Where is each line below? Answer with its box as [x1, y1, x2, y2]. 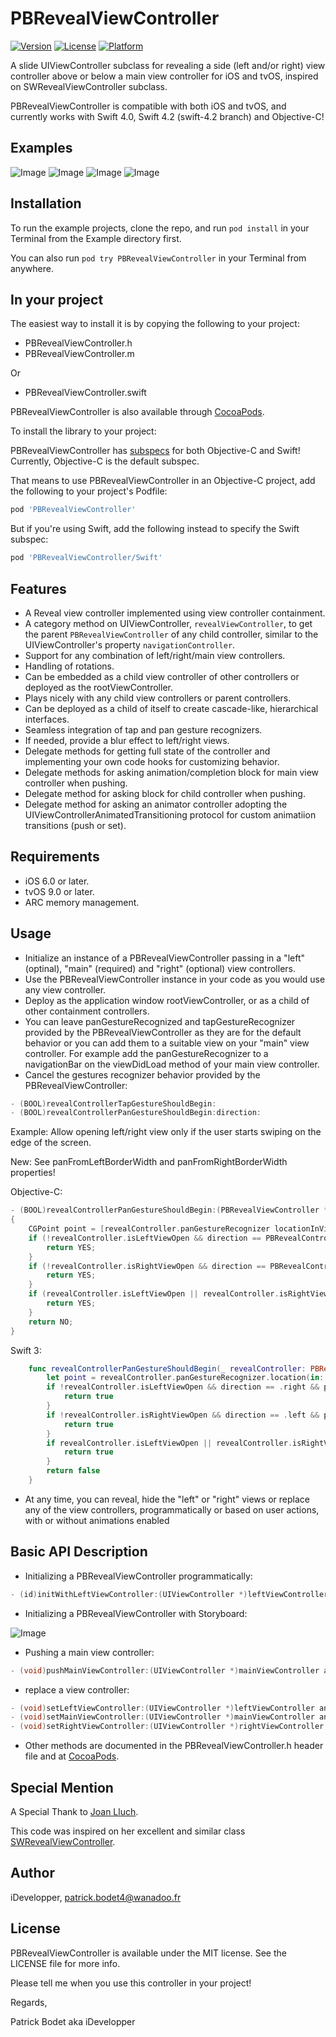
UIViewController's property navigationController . [24, 638, 236, 651]
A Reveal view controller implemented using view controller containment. [24, 607, 326, 619]
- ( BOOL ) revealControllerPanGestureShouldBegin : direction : [10, 1108, 262, 1118]
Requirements [10, 848, 100, 866]
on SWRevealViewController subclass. [10, 80, 168, 92]
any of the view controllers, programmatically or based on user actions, [24, 1503, 320, 1516]
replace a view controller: [24, 1683, 130, 1696]
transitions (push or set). [24, 819, 127, 831]
